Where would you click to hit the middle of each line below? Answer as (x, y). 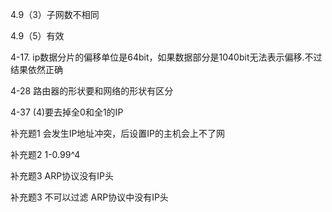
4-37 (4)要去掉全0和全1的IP (67, 112)
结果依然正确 (36, 69)
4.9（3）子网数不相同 (55, 14)
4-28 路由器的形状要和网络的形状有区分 (92, 91)
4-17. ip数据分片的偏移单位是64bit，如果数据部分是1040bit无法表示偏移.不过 (166, 57)
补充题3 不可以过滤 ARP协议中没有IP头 (89, 197)
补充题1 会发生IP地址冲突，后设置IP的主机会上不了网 (118, 133)
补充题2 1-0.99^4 (45, 154)
